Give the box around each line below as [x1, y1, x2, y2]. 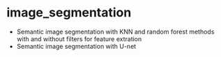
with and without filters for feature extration [16, 34, 142, 43]
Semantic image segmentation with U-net [16, 42, 137, 50]
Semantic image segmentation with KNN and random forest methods [16, 27, 215, 36]
